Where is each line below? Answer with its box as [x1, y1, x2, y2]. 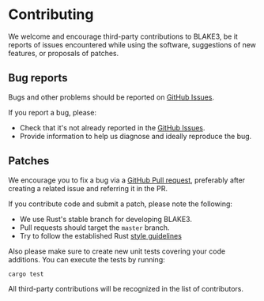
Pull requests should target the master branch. [19, 223, 170, 232]
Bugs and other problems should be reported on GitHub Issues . [8, 92, 215, 102]
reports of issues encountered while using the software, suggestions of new [8, 40, 257, 49]
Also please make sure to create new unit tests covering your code [8, 246, 226, 256]
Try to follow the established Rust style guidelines [19, 231, 182, 240]
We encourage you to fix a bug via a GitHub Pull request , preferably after [8, 175, 246, 185]
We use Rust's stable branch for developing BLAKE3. [19, 214, 192, 224]
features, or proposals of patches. [8, 48, 119, 58]
